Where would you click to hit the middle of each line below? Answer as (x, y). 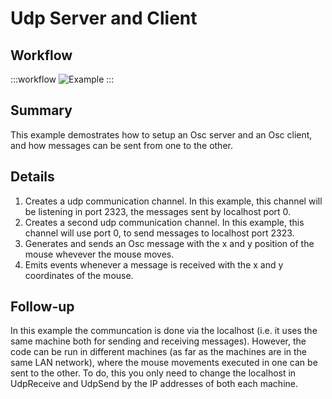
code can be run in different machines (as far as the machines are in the (159, 352)
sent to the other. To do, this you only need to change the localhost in (153, 373)
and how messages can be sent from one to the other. (121, 145)
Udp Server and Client (104, 18)
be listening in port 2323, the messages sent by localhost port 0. (158, 211)
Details (32, 177)
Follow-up (42, 307)
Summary (41, 110)
